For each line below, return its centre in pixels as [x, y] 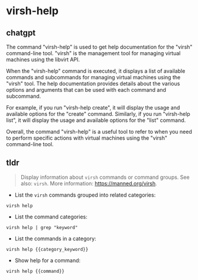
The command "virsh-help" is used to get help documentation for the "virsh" [99, 47]
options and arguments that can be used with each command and [86, 90]
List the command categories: [51, 217]
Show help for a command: [48, 260]
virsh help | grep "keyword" [42, 227]
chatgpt [21, 33]
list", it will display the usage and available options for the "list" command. [96, 120]
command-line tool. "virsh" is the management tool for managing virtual [93, 53]
